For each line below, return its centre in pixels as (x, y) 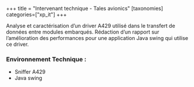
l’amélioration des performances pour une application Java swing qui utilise (97, 38)
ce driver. (18, 44)
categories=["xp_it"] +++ (37, 14)
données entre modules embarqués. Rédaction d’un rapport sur (83, 32)
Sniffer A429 (30, 72)
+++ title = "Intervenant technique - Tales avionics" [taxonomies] (85, 8)
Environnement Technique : (46, 59)
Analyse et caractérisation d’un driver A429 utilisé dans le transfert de (91, 26)
